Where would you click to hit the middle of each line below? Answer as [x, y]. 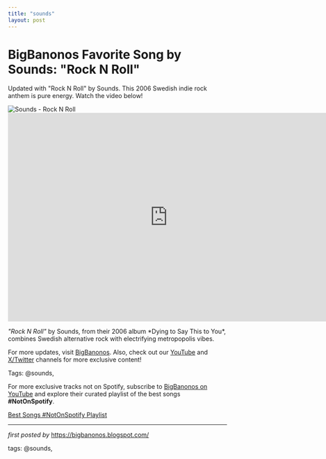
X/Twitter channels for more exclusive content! [75, 360]
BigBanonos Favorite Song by [95, 55]
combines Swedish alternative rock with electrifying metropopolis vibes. [111, 339]
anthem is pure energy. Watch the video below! [75, 96]
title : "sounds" [31, 14]
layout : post [27, 20]
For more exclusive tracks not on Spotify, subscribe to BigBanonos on [108, 387]
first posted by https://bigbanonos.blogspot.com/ [79, 435]
